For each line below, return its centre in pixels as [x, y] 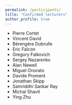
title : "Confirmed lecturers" [36, 14]
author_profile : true [28, 19]
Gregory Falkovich [31, 54]
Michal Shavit [26, 92]
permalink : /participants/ [33, 10]
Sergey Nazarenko [31, 60]
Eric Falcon [24, 49]
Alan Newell [25, 65]
